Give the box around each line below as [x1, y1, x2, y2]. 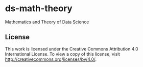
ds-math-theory [5, 3, 72, 14]
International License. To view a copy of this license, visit [5, 51, 120, 57]
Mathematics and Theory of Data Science [5, 19, 89, 25]
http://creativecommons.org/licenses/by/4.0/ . [5, 56, 97, 62]
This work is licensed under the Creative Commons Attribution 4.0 [5, 46, 139, 51]
